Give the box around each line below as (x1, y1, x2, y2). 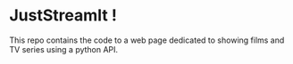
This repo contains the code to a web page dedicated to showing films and (9, 35, 285, 45)
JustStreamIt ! (9, 5, 118, 26)
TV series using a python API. (9, 44, 119, 54)
